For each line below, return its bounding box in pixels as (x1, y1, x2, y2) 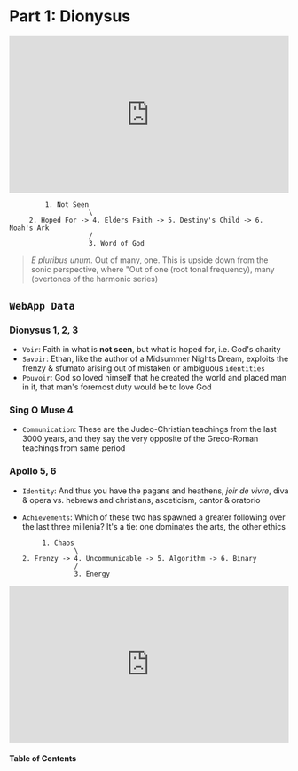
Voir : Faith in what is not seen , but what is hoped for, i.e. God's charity (21, 344, 281, 355)
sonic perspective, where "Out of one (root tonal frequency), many (30, 264, 275, 275)
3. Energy (74, 570, 111, 578)
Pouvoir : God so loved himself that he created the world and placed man (21, 373, 287, 383)
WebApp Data (9, 299, 75, 312)
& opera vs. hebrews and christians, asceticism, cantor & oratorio (21, 494, 261, 505)
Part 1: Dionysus (9, 6, 131, 27)
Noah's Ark (9, 224, 50, 232)
